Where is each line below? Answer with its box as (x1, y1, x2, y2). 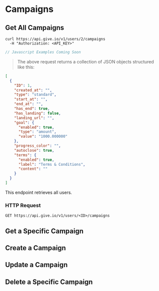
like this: (17, 64, 35, 70)
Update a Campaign (5, 261, 68, 269)
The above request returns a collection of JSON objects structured (17, 58, 154, 64)
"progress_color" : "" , (14, 143, 61, 148)
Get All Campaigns (5, 23, 65, 32)
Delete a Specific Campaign (5, 278, 93, 286)
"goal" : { (14, 120, 35, 125)
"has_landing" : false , (14, 111, 61, 116)
